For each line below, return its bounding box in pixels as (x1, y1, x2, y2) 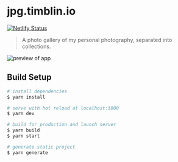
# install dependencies (7, 88, 68, 94)
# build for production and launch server (7, 122, 116, 128)
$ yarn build (7, 127, 40, 133)
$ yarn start (7, 133, 40, 139)
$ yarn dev (7, 111, 35, 117)
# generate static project (7, 144, 76, 150)
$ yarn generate (7, 149, 48, 156)
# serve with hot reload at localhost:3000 (7, 105, 119, 111)
